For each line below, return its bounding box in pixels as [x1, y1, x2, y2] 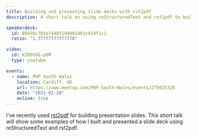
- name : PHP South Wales [11, 73, 72, 80]
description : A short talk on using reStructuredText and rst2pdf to [6, 14, 181, 20]
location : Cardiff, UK [16, 79, 72, 85]
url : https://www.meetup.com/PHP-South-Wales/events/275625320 [16, 84, 176, 90]
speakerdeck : [6, 25, 38, 31]
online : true [16, 96, 49, 102]
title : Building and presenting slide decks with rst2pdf [6, 8, 151, 15]
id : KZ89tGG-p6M [11, 52, 51, 58]
